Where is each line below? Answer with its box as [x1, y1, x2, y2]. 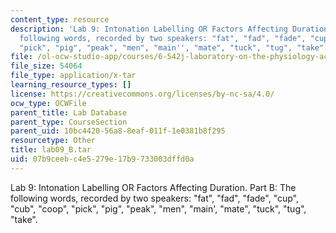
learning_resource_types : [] [10, 80, 132, 90]
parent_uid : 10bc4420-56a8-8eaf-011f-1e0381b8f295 [10, 126, 226, 136]
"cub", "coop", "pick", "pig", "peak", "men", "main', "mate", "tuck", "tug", [10, 202, 307, 215]
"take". [10, 213, 38, 225]
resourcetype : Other [10, 136, 97, 146]
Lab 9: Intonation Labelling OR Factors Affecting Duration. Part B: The [10, 181, 297, 193]
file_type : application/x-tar [10, 71, 137, 81]
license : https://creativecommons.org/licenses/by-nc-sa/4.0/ [10, 89, 275, 99]
